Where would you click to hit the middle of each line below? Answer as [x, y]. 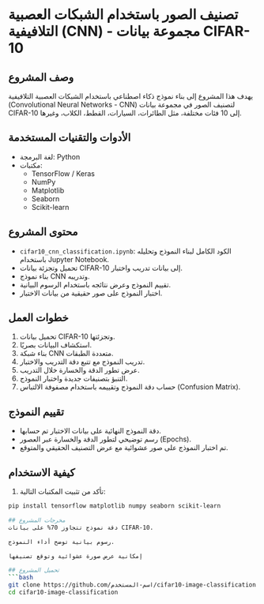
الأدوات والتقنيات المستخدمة [70, 138]
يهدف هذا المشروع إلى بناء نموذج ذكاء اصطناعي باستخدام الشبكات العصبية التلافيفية [131, 96]
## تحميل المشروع [34, 570]
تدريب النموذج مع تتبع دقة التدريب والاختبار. [82, 362]
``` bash [21, 578]
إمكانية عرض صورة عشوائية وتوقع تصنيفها [76, 556]
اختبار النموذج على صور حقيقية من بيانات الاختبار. [91, 293]
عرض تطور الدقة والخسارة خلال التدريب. [79, 370]
